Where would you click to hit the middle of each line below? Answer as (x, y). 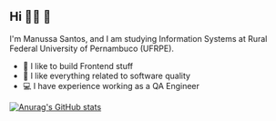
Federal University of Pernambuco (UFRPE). (92, 48)
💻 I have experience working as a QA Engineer (111, 86)
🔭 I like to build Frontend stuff (78, 66)
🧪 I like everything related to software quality (107, 76)
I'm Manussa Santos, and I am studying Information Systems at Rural (138, 38)
